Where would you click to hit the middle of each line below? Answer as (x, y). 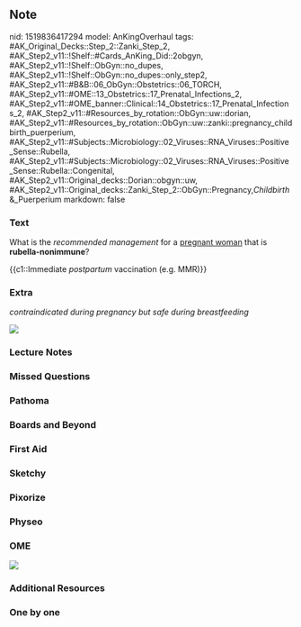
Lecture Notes (41, 352)
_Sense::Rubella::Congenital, (62, 170)
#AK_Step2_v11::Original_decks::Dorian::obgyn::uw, (103, 180)
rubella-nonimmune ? (49, 252)
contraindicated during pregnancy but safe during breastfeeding (129, 312)
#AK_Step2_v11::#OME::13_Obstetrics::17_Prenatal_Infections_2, (126, 94)
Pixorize (28, 497)
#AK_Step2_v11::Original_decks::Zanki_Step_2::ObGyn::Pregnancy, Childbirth (150, 189)
